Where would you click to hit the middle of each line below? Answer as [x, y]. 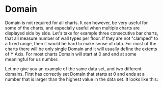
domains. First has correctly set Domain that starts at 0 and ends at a [75, 74]
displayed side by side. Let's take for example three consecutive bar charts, [82, 33]
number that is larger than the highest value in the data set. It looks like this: [82, 79]
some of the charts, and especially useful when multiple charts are [72, 28]
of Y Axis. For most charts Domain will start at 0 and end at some [71, 54]
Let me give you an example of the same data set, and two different [73, 69]
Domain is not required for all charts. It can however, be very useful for [77, 23]
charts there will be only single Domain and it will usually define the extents [81, 49]
